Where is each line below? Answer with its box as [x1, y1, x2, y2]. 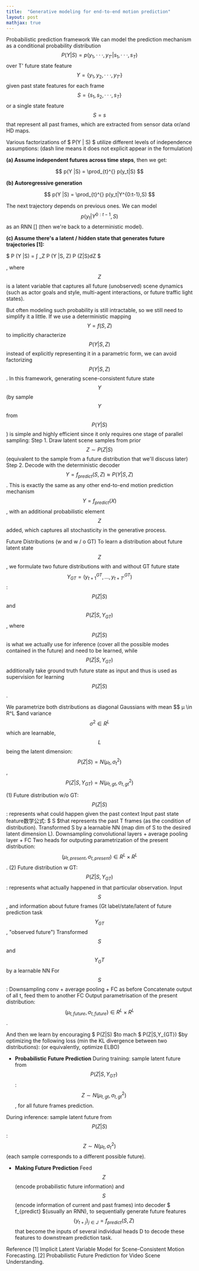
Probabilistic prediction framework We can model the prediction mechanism [6, 36, 191, 43]
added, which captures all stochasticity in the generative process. [6, 526, 167, 533]
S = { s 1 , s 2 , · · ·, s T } [77, 91, 122, 100]
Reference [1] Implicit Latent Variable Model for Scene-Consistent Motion [6, 1245, 185, 1253]
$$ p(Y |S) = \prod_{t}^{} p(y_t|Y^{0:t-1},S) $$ [44, 190, 155, 198]
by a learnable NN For [6, 967, 60, 974]
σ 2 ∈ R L [89, 719, 110, 727]
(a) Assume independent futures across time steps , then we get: [6, 156, 168, 163]
